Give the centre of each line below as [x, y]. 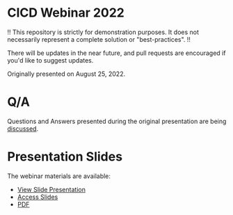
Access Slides [38, 197]
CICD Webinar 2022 [66, 13]
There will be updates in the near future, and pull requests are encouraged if [116, 53]
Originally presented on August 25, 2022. [66, 74]
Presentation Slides [65, 157]
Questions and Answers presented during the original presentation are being [117, 121]
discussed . [23, 128]
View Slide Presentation [51, 189]
